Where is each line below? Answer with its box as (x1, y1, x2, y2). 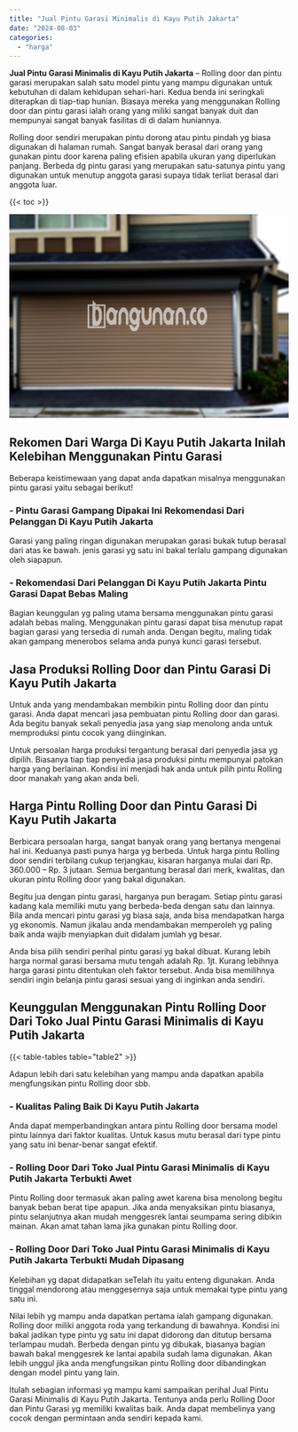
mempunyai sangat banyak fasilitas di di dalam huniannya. (9, 115, 223, 126)
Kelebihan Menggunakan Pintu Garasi (9, 449, 223, 464)
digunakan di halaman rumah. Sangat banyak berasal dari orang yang (9, 142, 263, 153)
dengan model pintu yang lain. (9, 1367, 120, 1378)
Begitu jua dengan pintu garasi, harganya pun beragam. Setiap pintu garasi (9, 890, 283, 901)
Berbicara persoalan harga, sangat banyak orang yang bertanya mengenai (9, 835, 281, 847)
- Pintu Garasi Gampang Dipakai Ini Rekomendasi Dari (9, 504, 245, 517)
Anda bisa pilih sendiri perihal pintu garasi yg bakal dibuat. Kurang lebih (9, 945, 271, 956)
